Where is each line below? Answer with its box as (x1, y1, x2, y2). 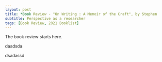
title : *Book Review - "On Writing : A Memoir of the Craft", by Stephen (5, 12, 158, 16)
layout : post (5, 7, 32, 12)
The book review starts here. (5, 34, 63, 40)
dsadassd (5, 53, 25, 59)
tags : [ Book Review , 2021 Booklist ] (5, 20, 79, 26)
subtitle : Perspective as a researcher (5, 16, 86, 21)
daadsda (5, 43, 23, 49)
